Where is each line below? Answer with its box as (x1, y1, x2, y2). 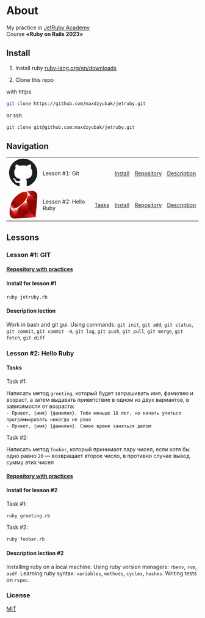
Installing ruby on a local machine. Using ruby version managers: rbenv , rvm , (6, 563, 197, 570)
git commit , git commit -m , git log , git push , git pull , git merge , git (6, 327, 184, 335)
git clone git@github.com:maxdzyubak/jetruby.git (6, 124, 135, 130)
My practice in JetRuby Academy (6, 24, 90, 31)
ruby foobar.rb (6, 536, 45, 542)
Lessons (6, 232, 40, 242)
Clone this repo (15, 76, 54, 83)
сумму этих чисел (6, 459, 54, 466)
